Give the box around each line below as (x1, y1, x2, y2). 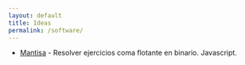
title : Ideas (8, 19, 52, 27)
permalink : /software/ (8, 26, 84, 34)
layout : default (8, 11, 62, 20)
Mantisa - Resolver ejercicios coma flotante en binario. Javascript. (19, 48, 237, 58)
